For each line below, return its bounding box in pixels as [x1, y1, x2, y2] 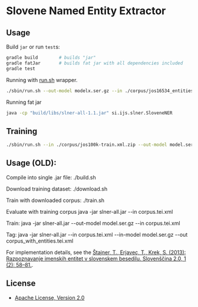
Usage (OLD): [6, 158, 57, 168]
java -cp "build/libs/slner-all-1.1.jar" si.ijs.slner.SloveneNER [6, 110, 173, 116]
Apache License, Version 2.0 [14, 294, 85, 301]
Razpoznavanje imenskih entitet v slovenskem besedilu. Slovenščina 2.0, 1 [6, 255, 187, 262]
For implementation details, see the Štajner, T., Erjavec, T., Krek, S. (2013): [6, 249, 186, 256]
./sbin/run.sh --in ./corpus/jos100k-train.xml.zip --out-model [6, 142, 167, 148]
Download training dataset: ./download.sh [6, 185, 108, 192]
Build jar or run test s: [6, 43, 60, 50]
